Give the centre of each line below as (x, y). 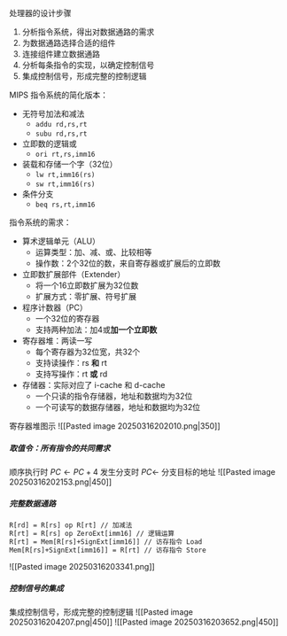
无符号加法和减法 (53, 114)
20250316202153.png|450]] (61, 482)
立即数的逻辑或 (49, 143)
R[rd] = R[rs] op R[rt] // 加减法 (71, 525)
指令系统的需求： (40, 222)
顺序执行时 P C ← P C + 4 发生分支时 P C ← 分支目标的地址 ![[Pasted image (143, 471)
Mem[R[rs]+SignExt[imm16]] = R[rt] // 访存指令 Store (108, 550)
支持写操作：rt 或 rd (71, 374)
